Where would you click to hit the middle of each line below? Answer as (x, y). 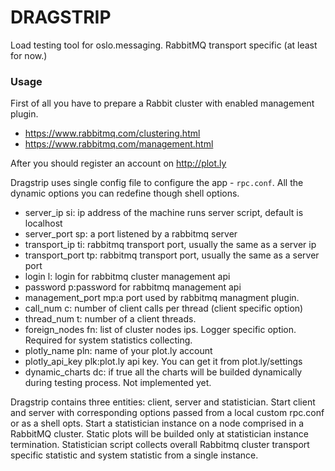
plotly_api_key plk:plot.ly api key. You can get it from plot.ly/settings (163, 362)
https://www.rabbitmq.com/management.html (119, 144)
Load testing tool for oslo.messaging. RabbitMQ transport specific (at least (164, 45)
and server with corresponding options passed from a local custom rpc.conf (167, 413)
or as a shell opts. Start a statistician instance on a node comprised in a (157, 423)
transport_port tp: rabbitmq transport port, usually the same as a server (172, 255)
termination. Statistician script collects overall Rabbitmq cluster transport (160, 445)
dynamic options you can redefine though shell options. (125, 193)
